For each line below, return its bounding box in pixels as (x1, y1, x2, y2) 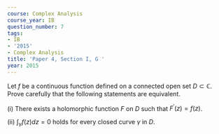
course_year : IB (7, 17, 55, 24)
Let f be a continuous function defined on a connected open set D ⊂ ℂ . (7, 82, 213, 90)
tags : (7, 29, 23, 37)
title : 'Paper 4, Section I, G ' (7, 56, 105, 63)
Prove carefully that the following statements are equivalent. (7, 89, 181, 98)
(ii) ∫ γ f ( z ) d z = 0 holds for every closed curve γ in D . (7, 118, 155, 128)
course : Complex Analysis (7, 10, 83, 17)
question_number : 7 (7, 23, 64, 30)
